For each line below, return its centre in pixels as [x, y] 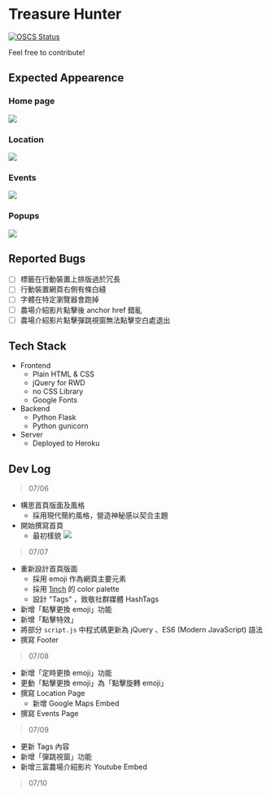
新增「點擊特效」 [49, 619]
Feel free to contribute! [47, 52]
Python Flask [54, 417]
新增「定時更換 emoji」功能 [66, 673]
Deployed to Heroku [66, 443]
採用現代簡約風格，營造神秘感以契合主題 [100, 515]
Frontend [35, 366]
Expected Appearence [66, 78]
